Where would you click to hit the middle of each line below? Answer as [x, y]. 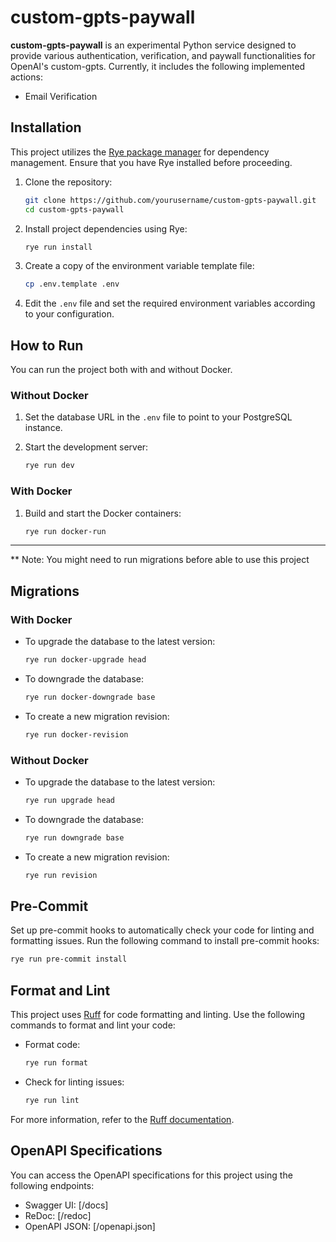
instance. [43, 428]
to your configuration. [69, 314]
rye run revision [61, 875]
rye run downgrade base [74, 837]
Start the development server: [86, 447]
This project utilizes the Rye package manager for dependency [140, 152]
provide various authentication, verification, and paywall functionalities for [163, 55]
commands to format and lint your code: [93, 1025]
